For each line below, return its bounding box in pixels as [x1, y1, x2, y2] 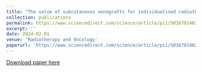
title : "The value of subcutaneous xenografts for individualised [6, 8, 176, 15]
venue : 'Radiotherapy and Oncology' [6, 37, 98, 43]
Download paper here [6, 58, 60, 66]
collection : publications [6, 14, 71, 20]
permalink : [6, 20, 34, 26]
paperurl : [6, 43, 31, 49]
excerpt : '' [6, 25, 36, 32]
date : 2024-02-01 [6, 31, 50, 37]
